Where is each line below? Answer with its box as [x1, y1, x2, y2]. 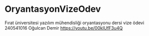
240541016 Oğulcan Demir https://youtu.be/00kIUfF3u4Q [4, 25, 123, 31]
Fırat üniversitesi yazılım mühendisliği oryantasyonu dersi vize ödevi [4, 20, 145, 26]
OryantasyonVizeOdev [4, 3, 101, 15]
